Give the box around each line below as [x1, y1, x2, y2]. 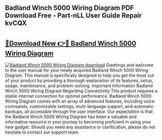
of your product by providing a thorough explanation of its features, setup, [5, 78, 153, 83]
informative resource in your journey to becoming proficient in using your [5, 119, 151, 124]
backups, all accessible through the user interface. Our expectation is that [5, 109, 153, 114]
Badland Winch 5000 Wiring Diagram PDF [5, 4, 134, 12]
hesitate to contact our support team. [5, 129, 80, 135]
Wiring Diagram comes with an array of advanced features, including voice [5, 98, 155, 104]
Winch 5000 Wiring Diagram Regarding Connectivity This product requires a [5, 88, 158, 94]
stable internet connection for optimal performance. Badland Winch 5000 [5, 93, 152, 99]
